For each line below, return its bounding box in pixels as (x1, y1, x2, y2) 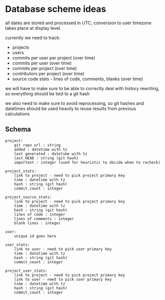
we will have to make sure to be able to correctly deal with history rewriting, (5, 85, 160, 91)
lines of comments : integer (14, 216, 74, 221)
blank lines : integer (14, 220, 61, 226)
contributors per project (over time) (12, 70, 85, 76)
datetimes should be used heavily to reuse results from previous (5, 105, 136, 111)
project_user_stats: (5, 268, 48, 273)
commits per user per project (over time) (12, 54, 96, 60)
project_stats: (5, 168, 37, 174)
